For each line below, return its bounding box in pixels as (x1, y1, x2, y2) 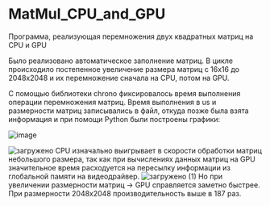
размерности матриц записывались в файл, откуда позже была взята (8, 106, 249, 116)
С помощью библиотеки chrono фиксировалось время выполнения (8, 88, 241, 98)
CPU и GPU (8, 40, 47, 49)
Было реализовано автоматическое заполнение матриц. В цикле (8, 56, 234, 65)
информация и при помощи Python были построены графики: (8, 114, 221, 124)
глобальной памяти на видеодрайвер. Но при (8, 171, 223, 181)
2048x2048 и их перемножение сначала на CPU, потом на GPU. (8, 73, 230, 82)
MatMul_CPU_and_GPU (8, 5, 166, 23)
